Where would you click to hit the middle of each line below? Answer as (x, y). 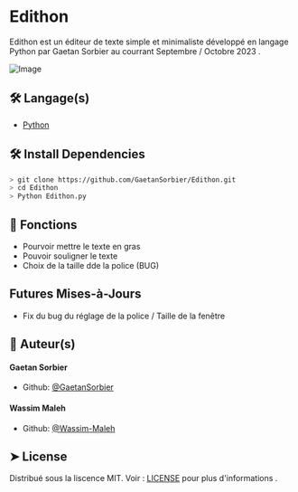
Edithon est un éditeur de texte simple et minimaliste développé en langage (149, 42)
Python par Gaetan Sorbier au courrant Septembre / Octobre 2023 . (135, 51)
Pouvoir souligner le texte (70, 256)
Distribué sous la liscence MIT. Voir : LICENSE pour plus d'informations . (144, 478)
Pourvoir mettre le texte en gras (81, 246)
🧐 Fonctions (43, 225)
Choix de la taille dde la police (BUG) (91, 265)
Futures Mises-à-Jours (75, 294)
